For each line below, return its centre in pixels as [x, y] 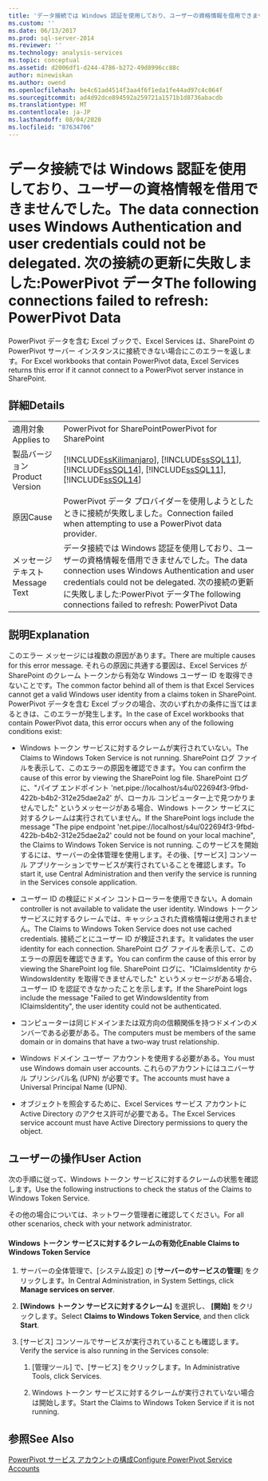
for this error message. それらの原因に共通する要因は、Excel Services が [128, 665]
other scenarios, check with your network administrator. [100, 1224]
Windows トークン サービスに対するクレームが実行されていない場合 [143, 1393]
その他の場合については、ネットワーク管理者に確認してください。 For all [126, 1215]
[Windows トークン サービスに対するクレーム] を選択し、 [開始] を [129, 1306]
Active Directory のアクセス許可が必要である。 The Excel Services [128, 1114]
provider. [80, 533]
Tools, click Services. [67, 1376]
